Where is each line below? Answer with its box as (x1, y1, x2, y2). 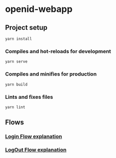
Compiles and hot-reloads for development (5, 48, 112, 55)
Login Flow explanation (5, 133, 62, 140)
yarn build (5, 82, 28, 87)
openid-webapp (5, 3, 73, 15)
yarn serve (5, 59, 28, 64)
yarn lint (5, 104, 26, 110)
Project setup (5, 23, 48, 32)
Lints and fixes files (5, 93, 54, 100)
